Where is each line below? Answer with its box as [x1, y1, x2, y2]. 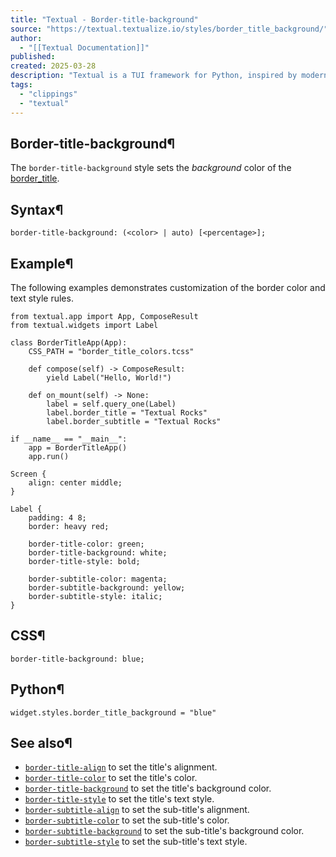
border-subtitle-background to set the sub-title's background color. [24, 825, 305, 837]
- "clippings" [19, 89, 78, 99]
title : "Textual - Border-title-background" [10, 14, 199, 25]
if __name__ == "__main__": [10, 434, 128, 444]
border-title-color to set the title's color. [24, 772, 198, 784]
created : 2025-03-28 [10, 61, 97, 71]
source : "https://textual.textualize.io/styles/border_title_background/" [10, 24, 329, 34]
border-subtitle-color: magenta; [28, 574, 168, 584]
